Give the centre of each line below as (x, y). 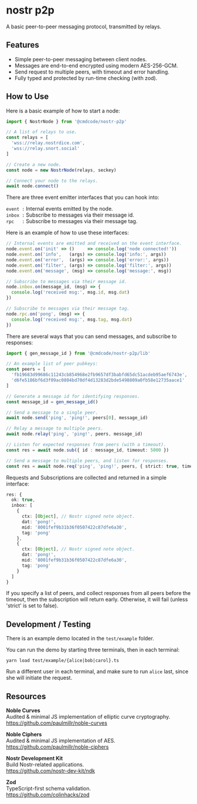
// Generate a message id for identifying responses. (73, 396)
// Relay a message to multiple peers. (55, 428)
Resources (26, 696)
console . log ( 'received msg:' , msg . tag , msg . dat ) (72, 319)
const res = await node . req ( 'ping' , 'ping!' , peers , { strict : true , (93, 466)
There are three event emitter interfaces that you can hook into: (83, 197)
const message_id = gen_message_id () (52, 402)
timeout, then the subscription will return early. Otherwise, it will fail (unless (97, 599)
